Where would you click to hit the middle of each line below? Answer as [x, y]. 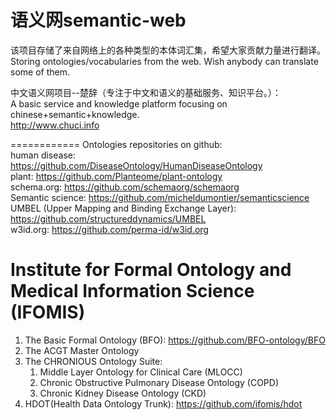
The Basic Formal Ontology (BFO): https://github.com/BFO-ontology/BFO [175, 340]
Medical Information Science [132, 291]
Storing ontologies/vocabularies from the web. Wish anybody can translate [164, 61]
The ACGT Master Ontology [82, 350]
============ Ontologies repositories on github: [116, 144]
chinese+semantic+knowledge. [75, 114]
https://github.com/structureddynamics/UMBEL [108, 218]
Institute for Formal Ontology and [151, 270]
